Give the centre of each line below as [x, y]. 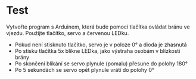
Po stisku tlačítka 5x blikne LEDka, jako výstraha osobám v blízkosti [97, 50]
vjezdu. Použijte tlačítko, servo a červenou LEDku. [68, 33]
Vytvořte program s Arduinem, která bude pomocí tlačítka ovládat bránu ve [98, 27]
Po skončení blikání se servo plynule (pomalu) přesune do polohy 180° [101, 64]
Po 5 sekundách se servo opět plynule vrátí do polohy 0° [85, 69]
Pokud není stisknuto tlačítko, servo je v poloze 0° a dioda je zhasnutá [101, 45]
